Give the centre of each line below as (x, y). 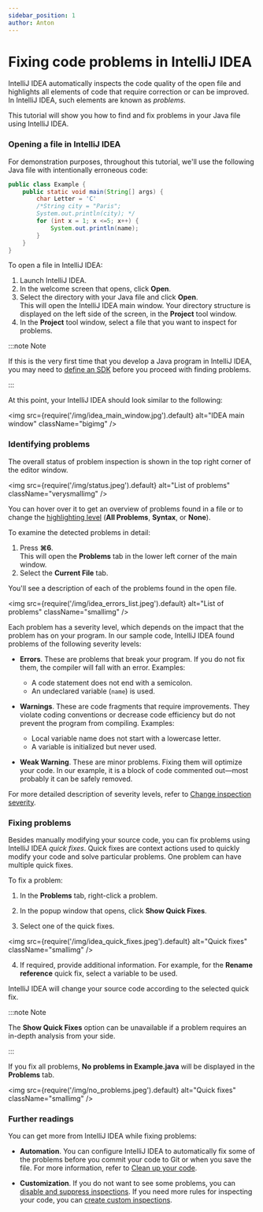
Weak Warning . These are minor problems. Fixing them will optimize (131, 762)
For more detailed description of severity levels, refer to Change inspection (130, 794)
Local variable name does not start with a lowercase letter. (126, 738)
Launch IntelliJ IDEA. (53, 281)
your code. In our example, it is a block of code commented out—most (134, 770)
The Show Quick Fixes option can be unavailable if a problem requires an (127, 1028)
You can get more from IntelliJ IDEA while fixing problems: (102, 1136)
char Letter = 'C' (67, 199)
